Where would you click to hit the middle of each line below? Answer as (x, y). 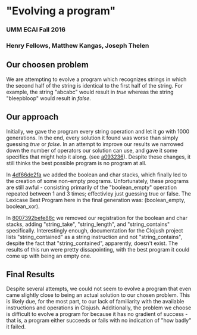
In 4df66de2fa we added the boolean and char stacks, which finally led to (97, 175)
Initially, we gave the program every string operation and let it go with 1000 (98, 131)
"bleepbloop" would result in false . (49, 98)
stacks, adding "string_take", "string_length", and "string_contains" (88, 224)
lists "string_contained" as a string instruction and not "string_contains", (94, 237)
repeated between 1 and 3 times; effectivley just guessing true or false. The (99, 193)
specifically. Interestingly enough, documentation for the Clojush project (95, 230)
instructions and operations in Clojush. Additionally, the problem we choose (99, 308)
